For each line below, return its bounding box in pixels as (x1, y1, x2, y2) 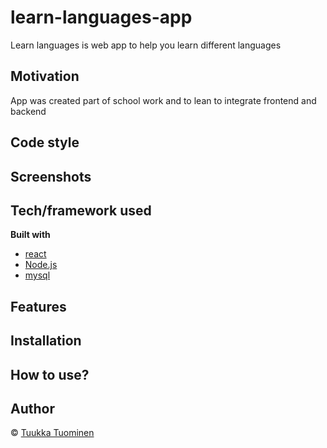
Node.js (24, 259, 58, 271)
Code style (10, 134, 80, 151)
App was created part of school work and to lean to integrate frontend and (10, 94, 317, 106)
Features (10, 298, 67, 315)
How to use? (10, 366, 90, 383)
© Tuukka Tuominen (10, 427, 95, 439)
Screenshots (10, 168, 92, 185)
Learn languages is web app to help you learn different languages (10, 39, 282, 51)
